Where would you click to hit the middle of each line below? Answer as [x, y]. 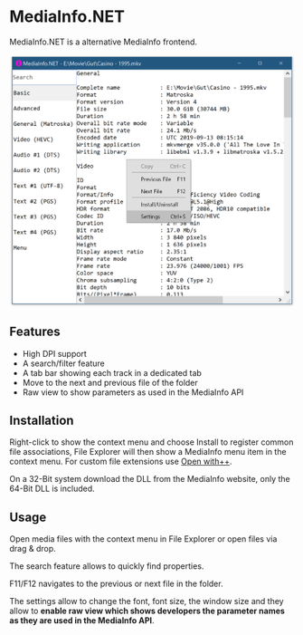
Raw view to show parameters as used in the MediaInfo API [133, 392]
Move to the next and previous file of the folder [110, 382]
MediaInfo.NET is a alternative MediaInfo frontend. [103, 42]
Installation [42, 421]
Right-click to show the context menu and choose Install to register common [151, 442]
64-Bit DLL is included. [52, 489]
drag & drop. [33, 549]
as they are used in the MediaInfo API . [82, 621]
